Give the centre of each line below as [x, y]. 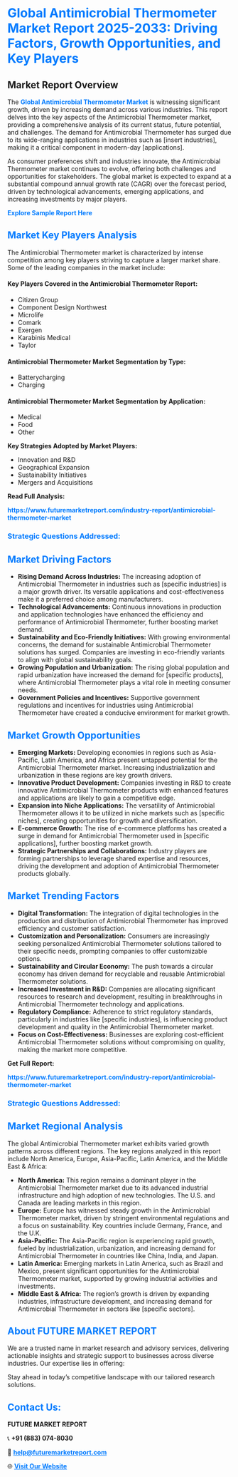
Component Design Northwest [62, 307]
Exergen [30, 330]
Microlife [31, 315]
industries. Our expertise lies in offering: [66, 1364]
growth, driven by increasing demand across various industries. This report [118, 109]
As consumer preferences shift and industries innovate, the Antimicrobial [114, 161]
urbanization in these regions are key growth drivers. [95, 775]
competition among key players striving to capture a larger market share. [114, 260]
